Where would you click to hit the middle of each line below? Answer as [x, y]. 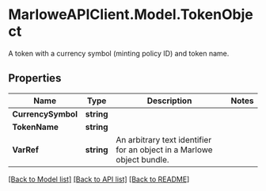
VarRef [26, 150]
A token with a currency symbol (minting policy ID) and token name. [119, 53]
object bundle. [142, 159]
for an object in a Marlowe [164, 150]
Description [169, 101]
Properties [35, 78]
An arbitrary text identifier [164, 139]
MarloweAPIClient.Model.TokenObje [131, 15]
